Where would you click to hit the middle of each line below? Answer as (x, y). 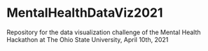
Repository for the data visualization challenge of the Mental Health (104, 32)
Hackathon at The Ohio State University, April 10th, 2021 (88, 39)
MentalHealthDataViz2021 (85, 13)
